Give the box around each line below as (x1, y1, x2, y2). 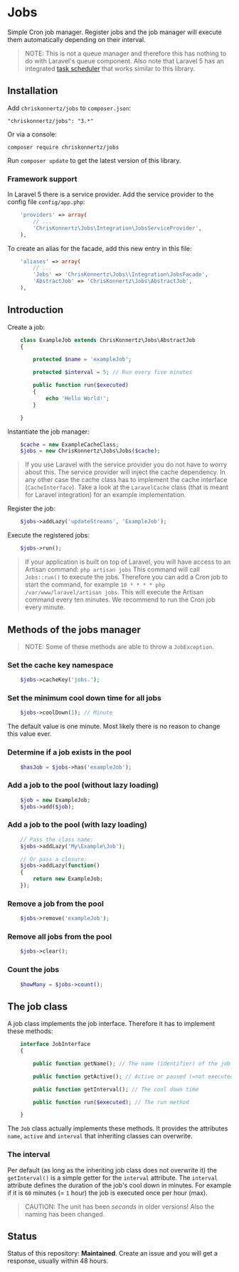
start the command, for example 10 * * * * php (24, 580, 166, 589)
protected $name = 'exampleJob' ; (33, 356, 132, 363)
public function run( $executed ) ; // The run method (33, 1099, 190, 1106)
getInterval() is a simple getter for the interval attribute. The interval (7, 1173, 218, 1182)
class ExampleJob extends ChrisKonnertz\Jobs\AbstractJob (20, 336, 196, 343)
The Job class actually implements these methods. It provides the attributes (7, 1124, 228, 1133)
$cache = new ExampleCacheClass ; (20, 441, 119, 448)
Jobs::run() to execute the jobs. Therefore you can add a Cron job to (24, 573, 228, 582)
